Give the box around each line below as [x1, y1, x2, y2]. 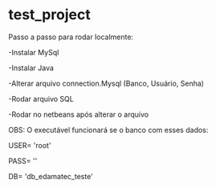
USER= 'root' [8, 140, 51, 150]
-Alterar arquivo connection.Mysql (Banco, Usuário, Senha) [8, 78, 205, 88]
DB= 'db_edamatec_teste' [8, 171, 94, 181]
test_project [8, 6, 91, 24]
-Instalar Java [8, 62, 55, 73]
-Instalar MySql [8, 47, 59, 57]
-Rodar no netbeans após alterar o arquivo [8, 110, 149, 119]
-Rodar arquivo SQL [8, 94, 74, 103]
